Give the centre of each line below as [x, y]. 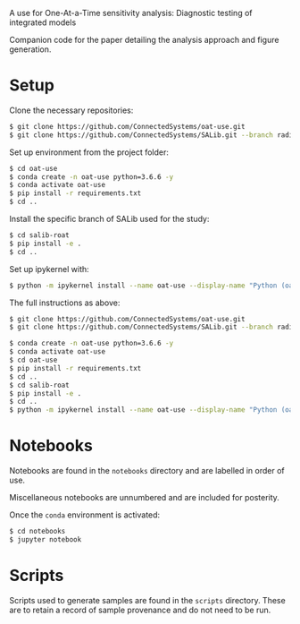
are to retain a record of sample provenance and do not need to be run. [140, 610]
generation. [30, 49]
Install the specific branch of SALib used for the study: [109, 219]
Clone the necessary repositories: [71, 110]
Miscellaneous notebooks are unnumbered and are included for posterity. [144, 498]
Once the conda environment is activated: [85, 515]
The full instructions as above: [65, 303]
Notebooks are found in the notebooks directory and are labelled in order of [147, 471]
